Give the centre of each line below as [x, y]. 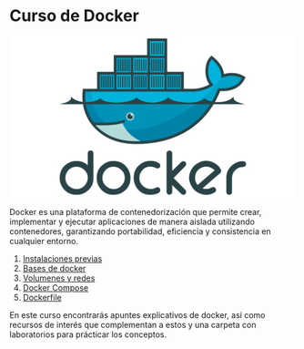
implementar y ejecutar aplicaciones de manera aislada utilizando [132, 222]
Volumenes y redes [59, 278]
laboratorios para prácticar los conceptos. [88, 334]
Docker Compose [56, 288]
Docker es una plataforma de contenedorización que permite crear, [136, 212]
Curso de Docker [74, 16]
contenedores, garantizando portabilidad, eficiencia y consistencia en [140, 231]
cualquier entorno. [44, 241]
